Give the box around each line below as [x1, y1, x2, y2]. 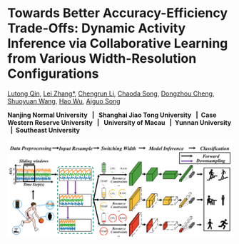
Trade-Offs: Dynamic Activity [7, 20, 186, 36]
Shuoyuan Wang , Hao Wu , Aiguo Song [7, 96, 121, 105]
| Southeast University [10, 126, 81, 134]
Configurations [7, 66, 99, 82]
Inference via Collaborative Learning [7, 36, 228, 51]
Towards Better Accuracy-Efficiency [7, 5, 228, 21]
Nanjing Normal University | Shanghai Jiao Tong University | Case [7, 111, 217, 119]
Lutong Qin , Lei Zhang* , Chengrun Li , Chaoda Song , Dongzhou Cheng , [7, 89, 215, 98]
